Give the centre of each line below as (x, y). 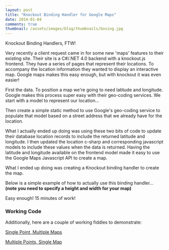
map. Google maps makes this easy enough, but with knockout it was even (83, 75)
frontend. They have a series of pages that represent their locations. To (80, 64)
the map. (14, 173)
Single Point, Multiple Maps (34, 232)
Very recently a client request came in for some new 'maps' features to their (85, 53)
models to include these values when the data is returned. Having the (78, 147)
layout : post (19, 10)
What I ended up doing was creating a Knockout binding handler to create (82, 168)
